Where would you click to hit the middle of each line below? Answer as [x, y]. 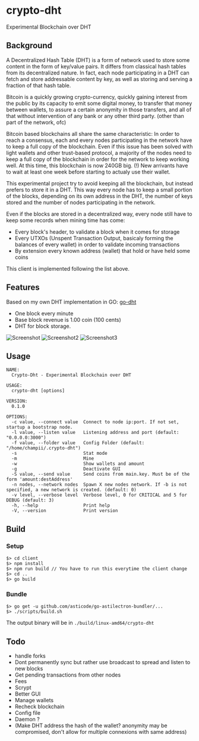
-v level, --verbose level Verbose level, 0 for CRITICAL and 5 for [99, 495]
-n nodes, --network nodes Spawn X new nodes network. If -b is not [99, 485]
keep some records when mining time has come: [66, 220]
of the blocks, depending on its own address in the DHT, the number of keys [99, 196]
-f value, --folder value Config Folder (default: [78, 443]
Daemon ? [27, 720]
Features [23, 288]
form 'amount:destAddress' [40, 480]
